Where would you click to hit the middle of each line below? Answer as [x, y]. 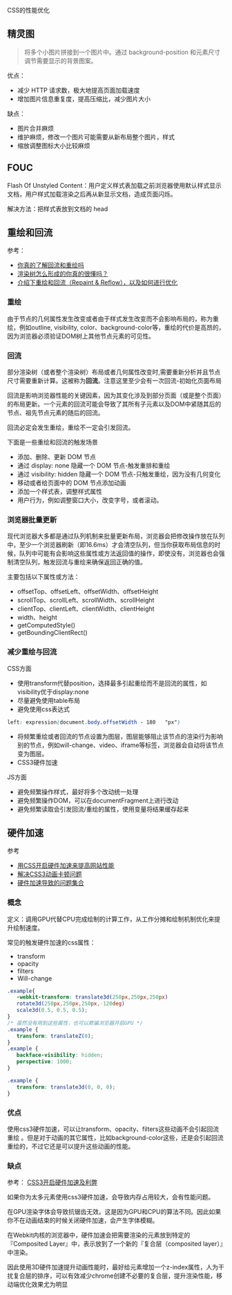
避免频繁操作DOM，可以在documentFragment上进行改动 [98, 800]
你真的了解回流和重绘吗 [50, 265]
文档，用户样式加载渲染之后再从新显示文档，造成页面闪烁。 [92, 194]
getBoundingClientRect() [52, 633]
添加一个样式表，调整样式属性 [59, 492]
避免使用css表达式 [43, 709]
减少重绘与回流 [32, 652]
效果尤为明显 [49, 1285]
